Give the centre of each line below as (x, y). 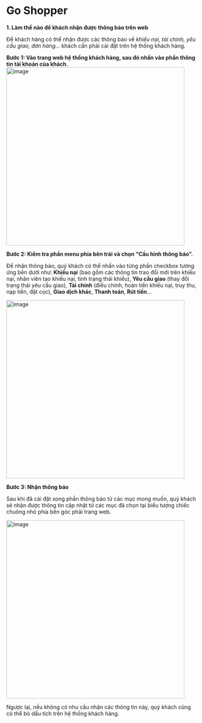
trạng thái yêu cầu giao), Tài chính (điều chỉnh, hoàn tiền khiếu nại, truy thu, (101, 285)
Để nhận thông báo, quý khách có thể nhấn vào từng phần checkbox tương (100, 266)
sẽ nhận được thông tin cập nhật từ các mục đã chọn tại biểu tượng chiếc (98, 505)
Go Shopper (37, 11)
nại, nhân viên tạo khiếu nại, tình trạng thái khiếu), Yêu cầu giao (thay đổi (98, 278)
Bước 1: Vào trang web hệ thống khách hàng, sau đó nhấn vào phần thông (101, 57)
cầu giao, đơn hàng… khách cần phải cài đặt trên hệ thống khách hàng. (96, 46)
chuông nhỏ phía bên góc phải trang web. (59, 512)
